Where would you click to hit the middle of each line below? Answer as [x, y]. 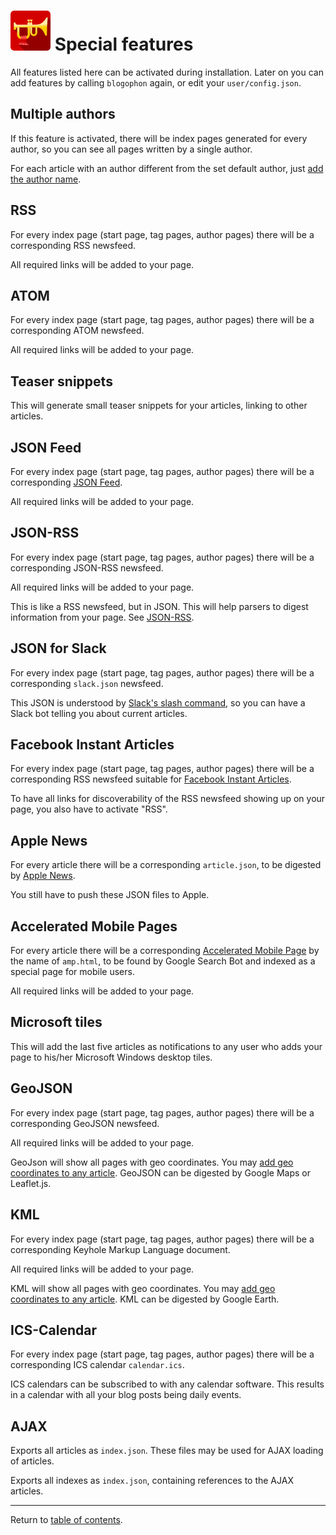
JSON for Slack [58, 648]
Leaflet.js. [31, 1183]
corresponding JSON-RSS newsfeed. [87, 567]
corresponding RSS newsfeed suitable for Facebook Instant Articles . [151, 779]
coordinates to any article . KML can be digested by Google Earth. [145, 1299]
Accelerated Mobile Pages [94, 926]
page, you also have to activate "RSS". [89, 809]
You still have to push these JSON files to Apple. [110, 895]
